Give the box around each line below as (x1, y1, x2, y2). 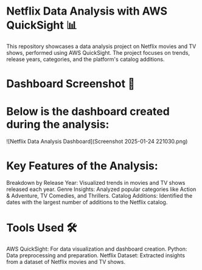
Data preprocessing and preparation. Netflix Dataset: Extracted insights (6, 251, 186, 259)
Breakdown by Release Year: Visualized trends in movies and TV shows (6, 179, 186, 186)
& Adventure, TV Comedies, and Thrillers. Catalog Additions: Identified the (6, 192, 193, 199)
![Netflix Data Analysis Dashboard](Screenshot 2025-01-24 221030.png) (6, 138, 188, 145)
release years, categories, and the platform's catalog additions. (6, 55, 165, 63)
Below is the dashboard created (6, 105, 170, 119)
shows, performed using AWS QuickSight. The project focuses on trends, (6, 49, 190, 56)
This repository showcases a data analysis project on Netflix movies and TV (6, 43, 197, 50)
